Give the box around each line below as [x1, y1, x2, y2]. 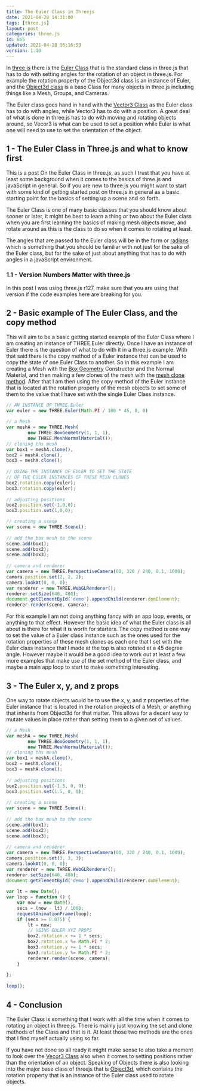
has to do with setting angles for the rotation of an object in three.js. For [6, 70, 183, 78]
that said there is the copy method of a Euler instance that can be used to [6, 352, 187, 359]
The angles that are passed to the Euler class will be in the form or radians [6, 237, 189, 244]
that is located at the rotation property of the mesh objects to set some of [6, 384, 187, 391]
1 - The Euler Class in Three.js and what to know [6, 144, 188, 154]
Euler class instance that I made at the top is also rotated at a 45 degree [6, 644, 183, 652]
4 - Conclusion [6, 999, 63, 1010]
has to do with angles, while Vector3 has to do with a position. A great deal [6, 107, 190, 114]
